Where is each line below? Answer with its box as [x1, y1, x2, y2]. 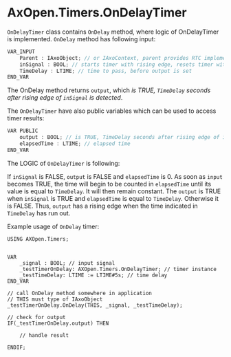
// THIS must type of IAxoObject [7, 296, 103, 303]
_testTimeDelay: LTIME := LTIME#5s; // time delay [19, 272, 168, 279]
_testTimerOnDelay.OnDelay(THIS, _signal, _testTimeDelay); [7, 301, 184, 309]
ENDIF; [7, 344, 26, 351]
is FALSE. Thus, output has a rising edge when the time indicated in [7, 202, 198, 210]
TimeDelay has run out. [7, 208, 71, 217]
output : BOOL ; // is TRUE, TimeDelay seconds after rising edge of [19, 134, 220, 141]
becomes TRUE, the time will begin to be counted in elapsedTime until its [7, 180, 212, 188]
